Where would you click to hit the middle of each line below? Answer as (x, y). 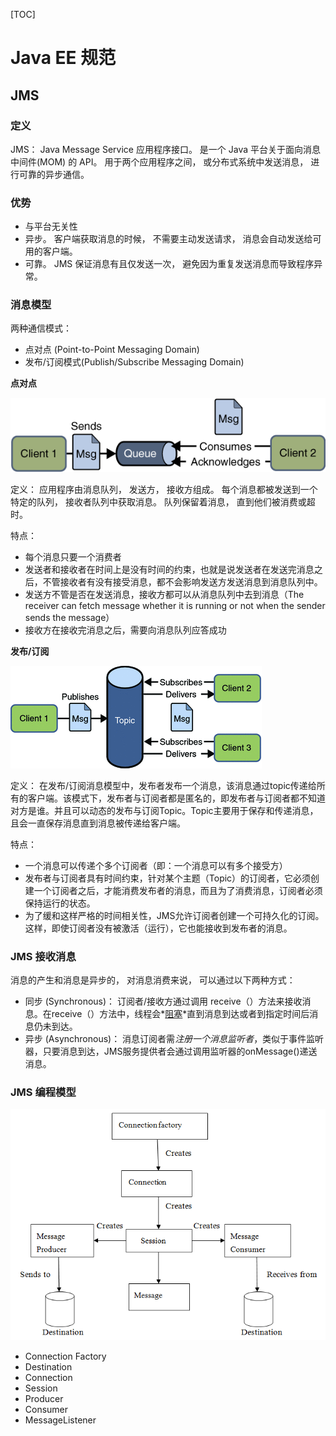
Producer (44, 1399)
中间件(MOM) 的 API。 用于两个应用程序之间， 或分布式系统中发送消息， (159, 161)
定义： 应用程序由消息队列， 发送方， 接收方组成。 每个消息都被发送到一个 (164, 489)
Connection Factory (65, 1356)
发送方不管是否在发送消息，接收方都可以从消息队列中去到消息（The (164, 594)
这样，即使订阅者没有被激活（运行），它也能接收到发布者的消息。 (158, 928)
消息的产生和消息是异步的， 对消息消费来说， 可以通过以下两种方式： (153, 980)
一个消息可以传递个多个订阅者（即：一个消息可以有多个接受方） (156, 865)
